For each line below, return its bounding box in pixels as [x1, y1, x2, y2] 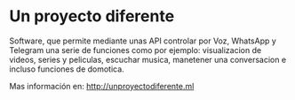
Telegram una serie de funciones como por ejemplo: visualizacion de [9, 44, 262, 55]
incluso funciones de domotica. [9, 64, 124, 74]
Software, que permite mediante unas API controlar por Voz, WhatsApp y [9, 35, 277, 46]
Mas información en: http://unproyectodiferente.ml [9, 81, 195, 91]
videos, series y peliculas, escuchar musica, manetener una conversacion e [9, 54, 287, 65]
